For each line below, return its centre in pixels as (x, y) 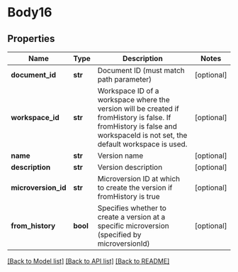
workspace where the (134, 100)
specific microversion (133, 226)
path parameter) (125, 79)
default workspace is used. (142, 144)
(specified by (119, 235)
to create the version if (135, 187)
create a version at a (131, 217)
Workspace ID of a (128, 91)
